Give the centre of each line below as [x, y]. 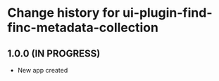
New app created [43, 70]
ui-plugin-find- [167, 13]
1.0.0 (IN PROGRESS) [54, 53]
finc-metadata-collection [83, 28]
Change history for [64, 13]
